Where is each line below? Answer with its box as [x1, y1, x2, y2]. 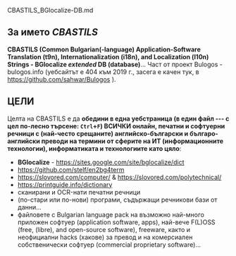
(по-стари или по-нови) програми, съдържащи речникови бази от [17, 195, 218, 204]
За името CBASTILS [7, 26, 99, 38]
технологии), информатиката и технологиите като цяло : [7, 144, 182, 152]
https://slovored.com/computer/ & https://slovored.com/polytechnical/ [17, 173, 222, 181]
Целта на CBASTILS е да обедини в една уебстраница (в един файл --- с [7, 114, 230, 123]
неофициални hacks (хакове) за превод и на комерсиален [17, 233, 193, 241]
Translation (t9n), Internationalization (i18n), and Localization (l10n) [7, 52, 209, 61]
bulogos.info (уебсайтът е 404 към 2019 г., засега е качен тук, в [7, 67, 199, 76]
